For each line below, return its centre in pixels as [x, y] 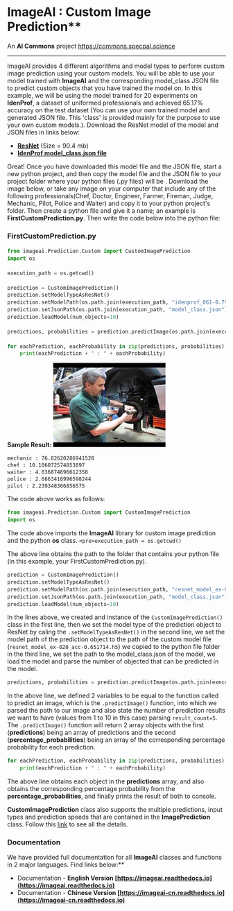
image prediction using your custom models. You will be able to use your [111, 73]
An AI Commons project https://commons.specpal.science [91, 46]
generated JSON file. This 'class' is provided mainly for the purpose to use [114, 117]
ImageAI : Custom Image [79, 12]
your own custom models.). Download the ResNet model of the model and [113, 125]
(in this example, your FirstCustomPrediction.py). [77, 562]
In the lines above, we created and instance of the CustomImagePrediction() [115, 617]
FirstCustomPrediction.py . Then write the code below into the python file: [114, 218]
